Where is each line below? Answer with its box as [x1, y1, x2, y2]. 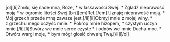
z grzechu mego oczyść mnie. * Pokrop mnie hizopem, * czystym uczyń [5, 20, 157, 26]
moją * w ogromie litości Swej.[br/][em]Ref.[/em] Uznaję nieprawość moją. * [5, 10, 165, 16]
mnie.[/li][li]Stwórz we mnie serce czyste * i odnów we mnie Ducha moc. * [5, 26, 162, 32]
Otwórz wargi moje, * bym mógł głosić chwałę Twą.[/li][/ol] [5, 31, 129, 37]
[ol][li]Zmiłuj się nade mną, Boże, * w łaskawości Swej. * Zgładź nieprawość [5, 5, 165, 10]
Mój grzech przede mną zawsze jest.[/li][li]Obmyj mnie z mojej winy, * [5, 15, 153, 21]
